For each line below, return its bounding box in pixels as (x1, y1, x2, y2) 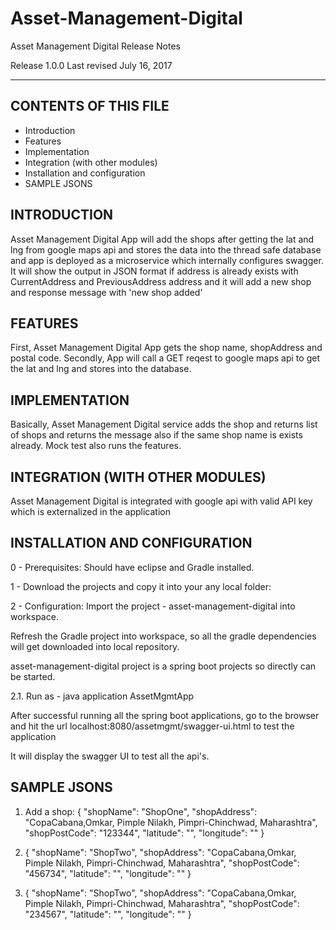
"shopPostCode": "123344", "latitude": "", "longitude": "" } (24, 827, 265, 839)
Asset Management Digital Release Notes (10, 40, 181, 52)
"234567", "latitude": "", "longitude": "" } (24, 908, 192, 920)
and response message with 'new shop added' (10, 286, 203, 298)
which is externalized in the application (10, 506, 172, 517)
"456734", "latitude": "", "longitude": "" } (24, 867, 192, 879)
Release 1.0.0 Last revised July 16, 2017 (10, 59, 173, 71)
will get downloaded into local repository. (10, 640, 180, 652)
